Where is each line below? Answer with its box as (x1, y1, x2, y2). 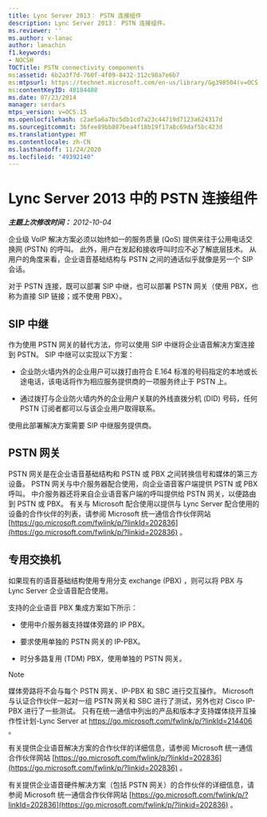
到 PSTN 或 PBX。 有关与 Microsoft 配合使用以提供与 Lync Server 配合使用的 (8, 498, 260, 508)
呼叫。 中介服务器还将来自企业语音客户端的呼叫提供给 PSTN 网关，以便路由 (8, 489, 257, 498)
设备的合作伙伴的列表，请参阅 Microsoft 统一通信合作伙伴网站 (8, 509, 211, 518)
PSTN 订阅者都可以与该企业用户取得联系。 (19, 404, 160, 413)
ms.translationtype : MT (8, 130, 88, 138)
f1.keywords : (8, 49, 52, 57)
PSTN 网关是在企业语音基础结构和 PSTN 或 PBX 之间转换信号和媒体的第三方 (8, 469, 258, 478)
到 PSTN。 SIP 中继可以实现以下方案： (8, 350, 135, 359)
